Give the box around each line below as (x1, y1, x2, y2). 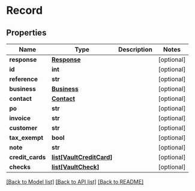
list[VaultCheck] (52, 163, 100, 171)
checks (9, 163, 31, 171)
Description (118, 46, 153, 53)
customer (9, 124, 38, 132)
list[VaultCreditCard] (52, 153, 113, 161)
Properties (6, 28, 47, 38)
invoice (9, 114, 31, 122)
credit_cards (9, 153, 46, 161)
